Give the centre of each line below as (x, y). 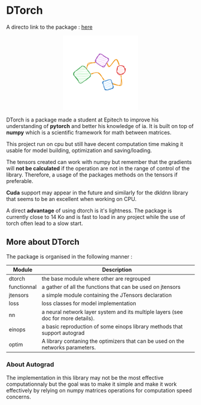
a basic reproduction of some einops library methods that (112, 326)
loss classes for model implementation (89, 303)
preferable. (20, 181)
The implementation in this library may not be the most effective (85, 377)
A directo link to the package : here (49, 27)
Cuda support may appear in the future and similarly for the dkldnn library (97, 193)
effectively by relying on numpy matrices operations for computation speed (99, 390)
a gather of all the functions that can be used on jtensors (111, 287)
